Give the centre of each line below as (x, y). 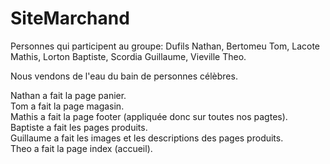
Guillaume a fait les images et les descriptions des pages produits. (147, 138)
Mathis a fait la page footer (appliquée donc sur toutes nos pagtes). (149, 116)
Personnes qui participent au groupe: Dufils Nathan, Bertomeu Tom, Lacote (165, 46)
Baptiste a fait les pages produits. (79, 127)
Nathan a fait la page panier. (68, 95)
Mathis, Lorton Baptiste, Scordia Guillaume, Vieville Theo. (128, 56)
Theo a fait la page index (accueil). (81, 148)
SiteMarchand (70, 18)
